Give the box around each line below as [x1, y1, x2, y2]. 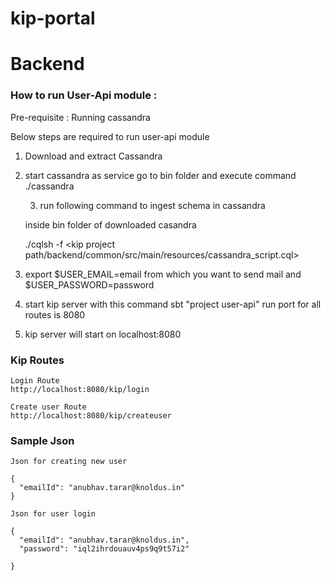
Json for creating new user [10, 457, 128, 467]
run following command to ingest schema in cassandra [39, 199, 266, 211]
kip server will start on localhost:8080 [24, 328, 182, 340]
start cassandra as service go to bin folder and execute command [24, 169, 297, 181]
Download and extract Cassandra [24, 150, 163, 162]
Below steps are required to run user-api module [10, 130, 210, 142]
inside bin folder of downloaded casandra [24, 218, 197, 231]
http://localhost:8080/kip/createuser [10, 410, 172, 421]
